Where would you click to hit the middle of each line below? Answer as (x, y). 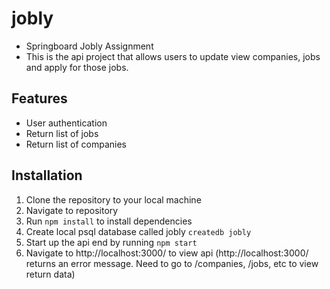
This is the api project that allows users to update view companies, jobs (173, 56)
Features (39, 98)
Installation (47, 175)
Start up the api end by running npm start (111, 242)
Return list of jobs (62, 133)
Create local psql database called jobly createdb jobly (138, 231)
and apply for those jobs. (77, 67)
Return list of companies (76, 144)
